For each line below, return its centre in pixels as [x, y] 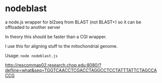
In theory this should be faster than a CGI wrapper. [56, 37]
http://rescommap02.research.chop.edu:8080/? [53, 65]
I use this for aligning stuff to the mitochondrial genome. [61, 46]
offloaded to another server [33, 27]
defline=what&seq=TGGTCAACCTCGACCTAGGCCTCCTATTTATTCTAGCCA [81, 70]
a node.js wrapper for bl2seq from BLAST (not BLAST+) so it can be [73, 22]
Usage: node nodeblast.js [31, 55]
